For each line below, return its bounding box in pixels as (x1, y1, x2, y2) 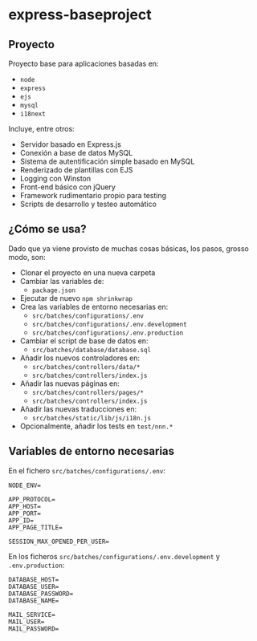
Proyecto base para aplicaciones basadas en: (8, 59, 159, 68)
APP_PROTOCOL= (8, 495, 56, 503)
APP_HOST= (8, 502, 42, 510)
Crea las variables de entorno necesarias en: (19, 302, 169, 311)
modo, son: (8, 252, 46, 262)
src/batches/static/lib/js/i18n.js (31, 414, 151, 422)
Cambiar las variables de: (19, 276, 104, 286)
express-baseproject (8, 6, 152, 24)
